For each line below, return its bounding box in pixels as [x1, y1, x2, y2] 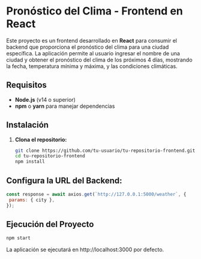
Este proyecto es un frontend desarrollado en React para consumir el [6, 37, 178, 44]
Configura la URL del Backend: [6, 175, 122, 186]
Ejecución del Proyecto [6, 219, 94, 229]
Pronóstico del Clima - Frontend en [6, 4, 183, 18]
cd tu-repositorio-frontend [14, 153, 85, 159]
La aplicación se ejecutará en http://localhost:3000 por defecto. [6, 246, 164, 254]
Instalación [6, 120, 49, 130]
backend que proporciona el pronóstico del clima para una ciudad [6, 43, 169, 51]
